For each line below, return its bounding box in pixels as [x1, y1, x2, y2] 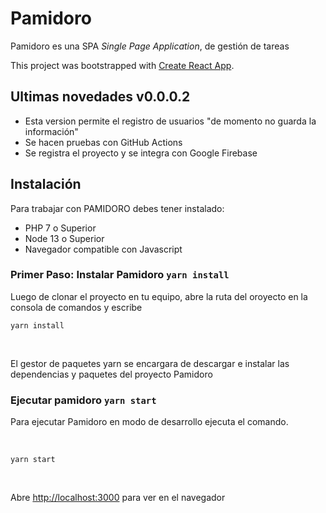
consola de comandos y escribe [10, 301, 143, 313]
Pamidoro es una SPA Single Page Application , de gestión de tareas [10, 40, 290, 52]
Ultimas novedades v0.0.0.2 [10, 88, 191, 106]
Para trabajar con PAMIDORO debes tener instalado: [10, 202, 225, 214]
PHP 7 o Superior [24, 222, 97, 234]
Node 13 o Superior [24, 232, 105, 244]
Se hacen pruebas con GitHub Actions [24, 136, 183, 148]
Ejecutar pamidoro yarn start [10, 393, 157, 407]
